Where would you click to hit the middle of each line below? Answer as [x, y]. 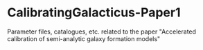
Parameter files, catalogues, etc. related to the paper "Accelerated [101, 32]
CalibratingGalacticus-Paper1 [94, 13]
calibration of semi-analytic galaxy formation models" [84, 38]
